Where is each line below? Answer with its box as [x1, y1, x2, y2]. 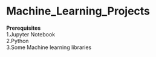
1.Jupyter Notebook [6, 30, 56, 38]
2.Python [6, 37, 29, 44]
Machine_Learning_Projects [6, 4, 150, 18]
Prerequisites [6, 24, 41, 32]
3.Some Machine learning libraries [6, 44, 92, 51]
